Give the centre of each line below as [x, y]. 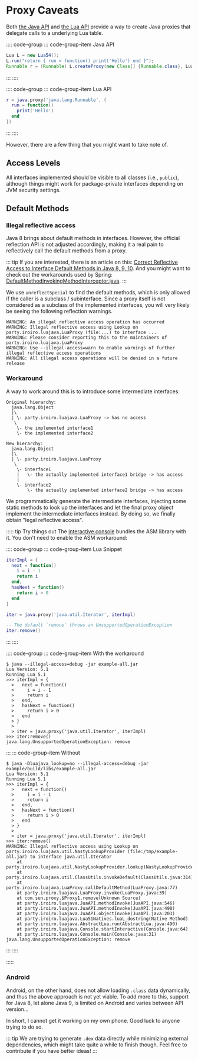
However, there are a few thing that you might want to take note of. [87, 144]
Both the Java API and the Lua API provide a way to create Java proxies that [98, 27]
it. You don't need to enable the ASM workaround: [67, 537]
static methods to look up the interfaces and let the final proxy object [90, 507]
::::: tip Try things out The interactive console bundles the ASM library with [96, 531]
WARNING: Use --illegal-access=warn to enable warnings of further [91, 348]
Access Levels [33, 163]
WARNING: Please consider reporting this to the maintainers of [87, 338]
